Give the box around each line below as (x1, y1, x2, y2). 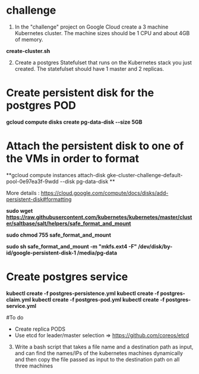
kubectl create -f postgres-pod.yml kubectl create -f (31, 296, 165, 303)
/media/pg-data (77, 249, 118, 256)
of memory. (14, 36, 43, 43)
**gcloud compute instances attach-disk (6, 171, 106, 178)
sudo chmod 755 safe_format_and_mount (6, 231, 112, 238)
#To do (6, 313, 24, 321)
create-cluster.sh (6, 47, 50, 54)
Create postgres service (6, 270, 128, 283)
